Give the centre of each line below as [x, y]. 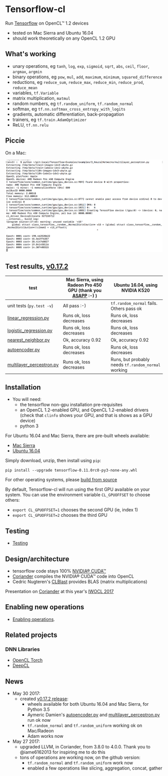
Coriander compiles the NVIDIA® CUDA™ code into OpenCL [73, 576]
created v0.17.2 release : [44, 699]
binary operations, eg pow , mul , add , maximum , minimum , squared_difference [87, 77]
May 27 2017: [26, 741]
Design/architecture [37, 559]
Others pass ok [126, 308]
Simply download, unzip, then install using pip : [53, 461]
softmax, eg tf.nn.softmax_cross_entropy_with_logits [69, 108]
